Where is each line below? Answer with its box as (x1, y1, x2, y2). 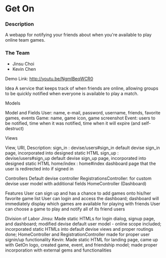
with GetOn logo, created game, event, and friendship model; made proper (5, 242, 158, 248)
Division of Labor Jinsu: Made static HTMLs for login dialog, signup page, (5, 215, 155, 221)
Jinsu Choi (12, 60, 35, 67)
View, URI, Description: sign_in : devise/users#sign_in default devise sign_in (5, 145, 160, 151)
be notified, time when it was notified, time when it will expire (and (5, 120, 140, 126)
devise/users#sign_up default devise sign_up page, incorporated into (5, 155, 146, 161)
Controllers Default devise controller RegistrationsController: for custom (5, 175, 152, 181)
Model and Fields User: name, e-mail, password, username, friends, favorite (5, 109, 161, 115)
